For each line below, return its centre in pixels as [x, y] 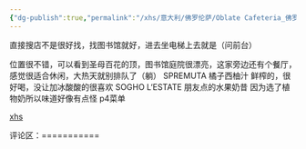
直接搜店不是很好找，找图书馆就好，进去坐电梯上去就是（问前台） [133, 45]
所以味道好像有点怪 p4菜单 [75, 98]
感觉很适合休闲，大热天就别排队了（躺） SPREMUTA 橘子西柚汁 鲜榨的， [146, 75]
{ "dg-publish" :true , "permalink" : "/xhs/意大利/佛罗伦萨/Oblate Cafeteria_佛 [151, 18]
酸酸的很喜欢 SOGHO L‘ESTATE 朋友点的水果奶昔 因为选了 [173, 86]
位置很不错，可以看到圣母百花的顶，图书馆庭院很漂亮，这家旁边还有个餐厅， [153, 64]
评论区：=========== [55, 135]
